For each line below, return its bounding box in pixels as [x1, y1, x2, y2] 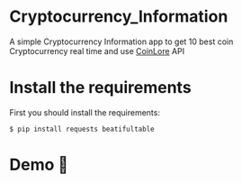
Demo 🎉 [9, 155, 69, 175]
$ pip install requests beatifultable [9, 124, 155, 133]
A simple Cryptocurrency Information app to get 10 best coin [9, 36, 234, 47]
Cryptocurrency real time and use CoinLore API [9, 45, 185, 56]
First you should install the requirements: [9, 106, 160, 118]
